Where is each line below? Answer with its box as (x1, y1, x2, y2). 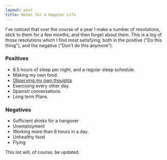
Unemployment (12, 123, 45, 130)
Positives (5, 55, 29, 62)
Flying (12, 139, 26, 145)
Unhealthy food (12, 134, 46, 140)
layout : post (5, 7, 33, 13)
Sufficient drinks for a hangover (12, 118, 79, 124)
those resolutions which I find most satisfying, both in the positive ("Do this (5, 37, 162, 43)
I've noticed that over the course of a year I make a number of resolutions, (5, 26, 161, 32)
